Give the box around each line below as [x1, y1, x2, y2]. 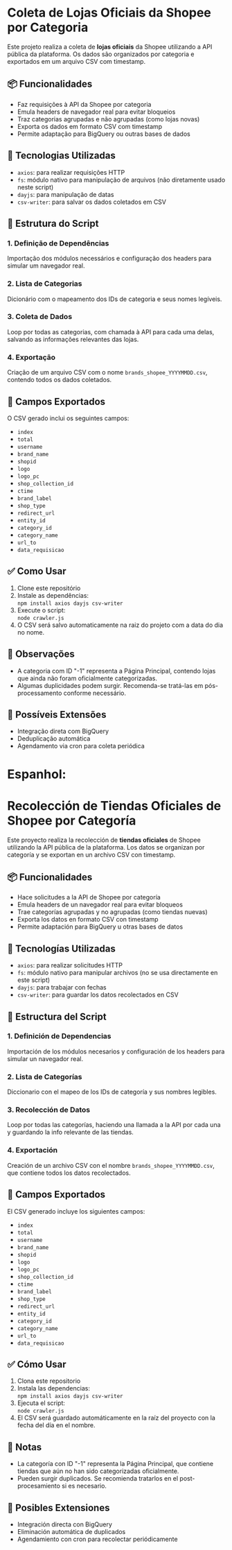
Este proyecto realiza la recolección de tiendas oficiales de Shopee [7, 836, 201, 844]
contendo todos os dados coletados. [7, 376, 112, 384]
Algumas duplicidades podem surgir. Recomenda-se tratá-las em [17, 681, 204, 689]
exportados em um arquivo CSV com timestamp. [7, 57, 146, 65]
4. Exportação [7, 352, 55, 362]
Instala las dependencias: [17, 1384, 90, 1393]
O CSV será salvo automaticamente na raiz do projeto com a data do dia [17, 621, 224, 629]
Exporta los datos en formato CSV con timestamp [17, 915, 159, 924]
